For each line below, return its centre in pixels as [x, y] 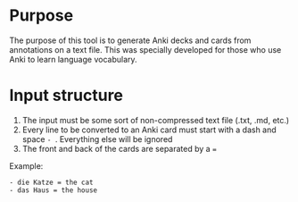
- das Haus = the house [54, 190]
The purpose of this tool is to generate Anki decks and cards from [130, 40]
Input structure [66, 96]
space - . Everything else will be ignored [97, 139]
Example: [26, 165]
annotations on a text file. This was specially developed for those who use [145, 49]
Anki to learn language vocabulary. [73, 59]
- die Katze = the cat [51, 182]
